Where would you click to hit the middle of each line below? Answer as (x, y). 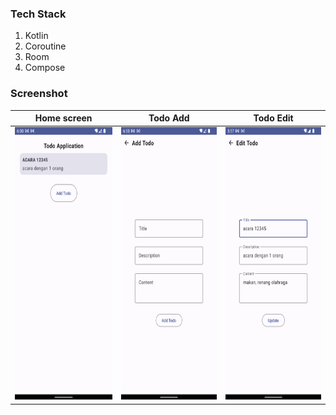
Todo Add (169, 118)
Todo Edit (273, 118)
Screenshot (39, 94)
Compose (45, 68)
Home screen (63, 118)
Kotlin (36, 36)
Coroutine (45, 46)
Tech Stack (38, 14)
